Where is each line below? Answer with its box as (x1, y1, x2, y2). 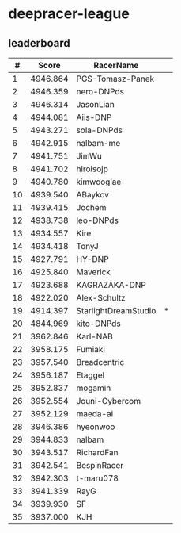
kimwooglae (76, 176, 122, 187)
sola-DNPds (76, 125, 123, 136)
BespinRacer (76, 460, 124, 470)
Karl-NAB (76, 331, 113, 342)
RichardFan (76, 447, 119, 458)
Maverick (76, 266, 111, 278)
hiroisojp (76, 163, 108, 174)
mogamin (76, 382, 111, 393)
